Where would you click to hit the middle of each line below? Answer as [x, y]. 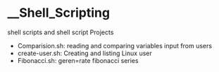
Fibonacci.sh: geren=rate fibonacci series [78, 60]
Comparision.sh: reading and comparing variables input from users [115, 45]
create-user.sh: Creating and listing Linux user [85, 53]
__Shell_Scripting [59, 13]
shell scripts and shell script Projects [61, 32]
